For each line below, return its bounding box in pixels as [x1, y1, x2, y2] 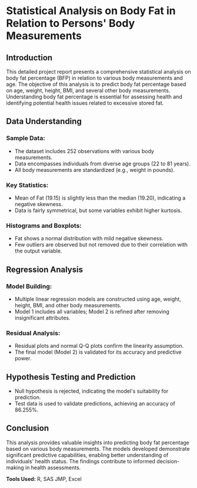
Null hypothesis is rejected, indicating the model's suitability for [14, 387, 169, 395]
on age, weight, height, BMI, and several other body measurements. [6, 87, 171, 94]
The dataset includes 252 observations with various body [14, 147, 155, 154]
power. [14, 355, 32, 362]
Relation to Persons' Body [6, 16, 135, 30]
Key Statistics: [6, 181, 49, 189]
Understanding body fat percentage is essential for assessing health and [6, 93, 182, 100]
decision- [156, 457, 180, 464]
